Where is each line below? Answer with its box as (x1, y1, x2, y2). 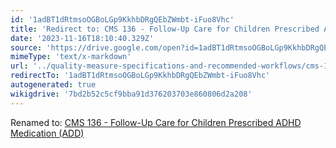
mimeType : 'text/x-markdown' (10, 52, 132, 62)
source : (10, 42, 43, 53)
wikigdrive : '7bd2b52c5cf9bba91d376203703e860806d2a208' (10, 89, 253, 99)
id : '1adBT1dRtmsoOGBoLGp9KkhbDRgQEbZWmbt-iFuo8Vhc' (10, 14, 235, 25)
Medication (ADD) (10, 127, 85, 139)
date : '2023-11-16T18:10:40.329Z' (10, 33, 155, 43)
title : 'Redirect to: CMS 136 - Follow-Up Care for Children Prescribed (10, 24, 320, 34)
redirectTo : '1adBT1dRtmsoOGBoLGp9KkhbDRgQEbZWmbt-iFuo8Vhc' (10, 71, 271, 81)
